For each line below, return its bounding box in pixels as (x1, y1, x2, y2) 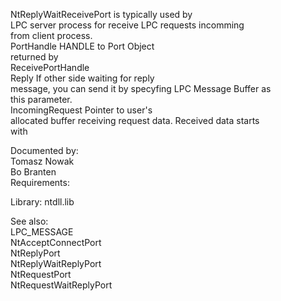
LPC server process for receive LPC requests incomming (10, 19, 245, 31)
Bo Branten (10, 166, 57, 178)
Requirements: (10, 177, 70, 188)
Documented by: (10, 145, 79, 156)
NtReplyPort (10, 247, 61, 259)
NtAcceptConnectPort (10, 237, 102, 248)
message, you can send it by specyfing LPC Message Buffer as (10, 83, 272, 94)
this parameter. (10, 94, 73, 105)
